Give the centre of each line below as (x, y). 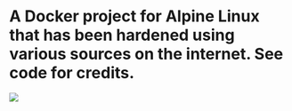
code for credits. (72, 73)
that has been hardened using (122, 35)
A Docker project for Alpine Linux (134, 16)
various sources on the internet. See (146, 54)
